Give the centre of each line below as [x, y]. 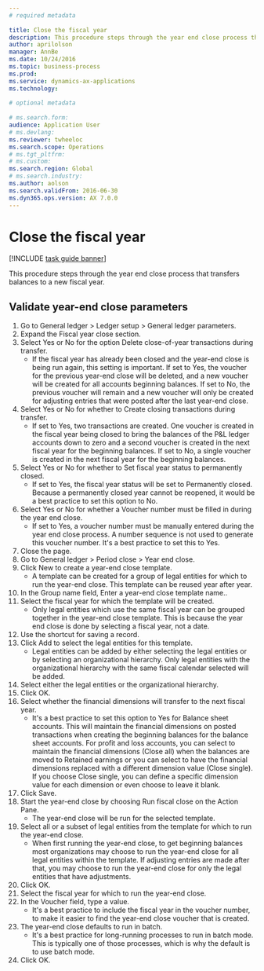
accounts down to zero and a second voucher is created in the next [141, 443]
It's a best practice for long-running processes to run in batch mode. [143, 935]
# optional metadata [43, 103]
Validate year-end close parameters [99, 307]
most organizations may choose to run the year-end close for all [136, 852]
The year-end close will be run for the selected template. [124, 819]
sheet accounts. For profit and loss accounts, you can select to [134, 743]
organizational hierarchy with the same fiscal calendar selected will [140, 668]
